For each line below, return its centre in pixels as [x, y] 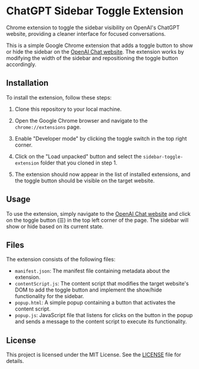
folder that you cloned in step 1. [79, 163]
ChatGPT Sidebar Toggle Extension [95, 11]
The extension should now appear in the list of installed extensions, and [102, 174]
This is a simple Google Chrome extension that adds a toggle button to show [99, 45]
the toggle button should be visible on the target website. [85, 181]
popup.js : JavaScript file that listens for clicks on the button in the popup [104, 315]
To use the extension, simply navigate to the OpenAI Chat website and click [99, 213]
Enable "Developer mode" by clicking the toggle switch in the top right [101, 138]
